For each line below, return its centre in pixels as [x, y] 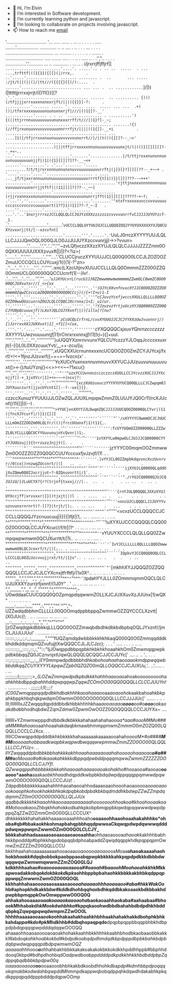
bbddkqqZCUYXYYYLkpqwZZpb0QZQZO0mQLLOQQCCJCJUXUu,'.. [78, 666]
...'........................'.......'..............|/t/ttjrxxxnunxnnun [86, 156]
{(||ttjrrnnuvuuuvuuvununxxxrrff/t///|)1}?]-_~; [58, 120]
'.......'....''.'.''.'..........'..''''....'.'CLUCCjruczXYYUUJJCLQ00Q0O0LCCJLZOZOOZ [86, 257]
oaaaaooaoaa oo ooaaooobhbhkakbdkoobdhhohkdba [62, 966]
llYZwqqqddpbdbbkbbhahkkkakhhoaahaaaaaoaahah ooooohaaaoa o [79, 753]
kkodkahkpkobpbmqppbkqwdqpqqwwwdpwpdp [114, 807]
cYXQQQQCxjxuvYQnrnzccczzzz [130, 329]
